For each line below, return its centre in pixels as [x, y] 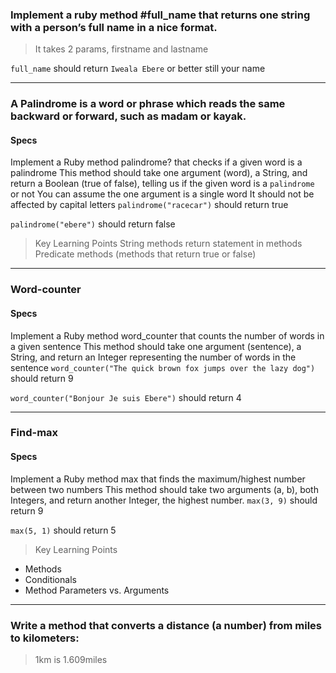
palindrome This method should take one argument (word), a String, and [159, 173]
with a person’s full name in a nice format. [114, 27]
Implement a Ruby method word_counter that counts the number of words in [167, 335]
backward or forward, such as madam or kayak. [128, 116]
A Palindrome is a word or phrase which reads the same [148, 104]
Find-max [34, 433]
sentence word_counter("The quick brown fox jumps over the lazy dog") [163, 367]
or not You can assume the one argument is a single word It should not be [162, 194]
